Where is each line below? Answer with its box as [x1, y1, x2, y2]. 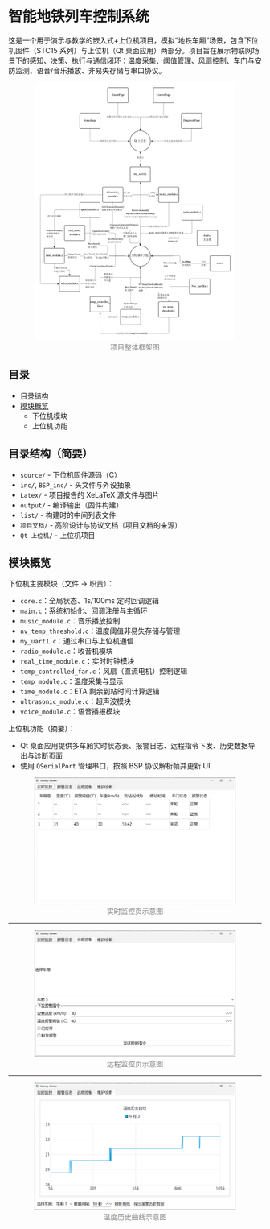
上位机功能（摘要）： [8, 724, 76, 734]
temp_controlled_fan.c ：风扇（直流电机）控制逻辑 [19, 666, 188, 677]
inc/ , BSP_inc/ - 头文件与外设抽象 [19, 480, 132, 490]
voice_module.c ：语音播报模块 [19, 706, 121, 717]
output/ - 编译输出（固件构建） [19, 500, 124, 510]
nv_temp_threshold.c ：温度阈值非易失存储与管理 [19, 626, 181, 636]
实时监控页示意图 [107, 906, 163, 916]
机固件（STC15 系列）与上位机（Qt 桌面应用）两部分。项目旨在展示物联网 [8, 45, 252, 55]
